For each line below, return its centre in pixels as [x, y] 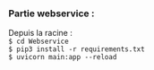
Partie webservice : [51, 13]
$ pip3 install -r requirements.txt [77, 49]
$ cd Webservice [38, 42]
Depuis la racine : [40, 33]
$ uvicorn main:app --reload [63, 57]
